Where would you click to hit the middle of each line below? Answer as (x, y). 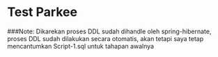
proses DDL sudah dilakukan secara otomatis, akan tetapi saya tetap (106, 38)
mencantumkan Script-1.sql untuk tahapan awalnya (81, 46)
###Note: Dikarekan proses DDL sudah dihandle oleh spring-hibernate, (109, 31)
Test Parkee (42, 12)
